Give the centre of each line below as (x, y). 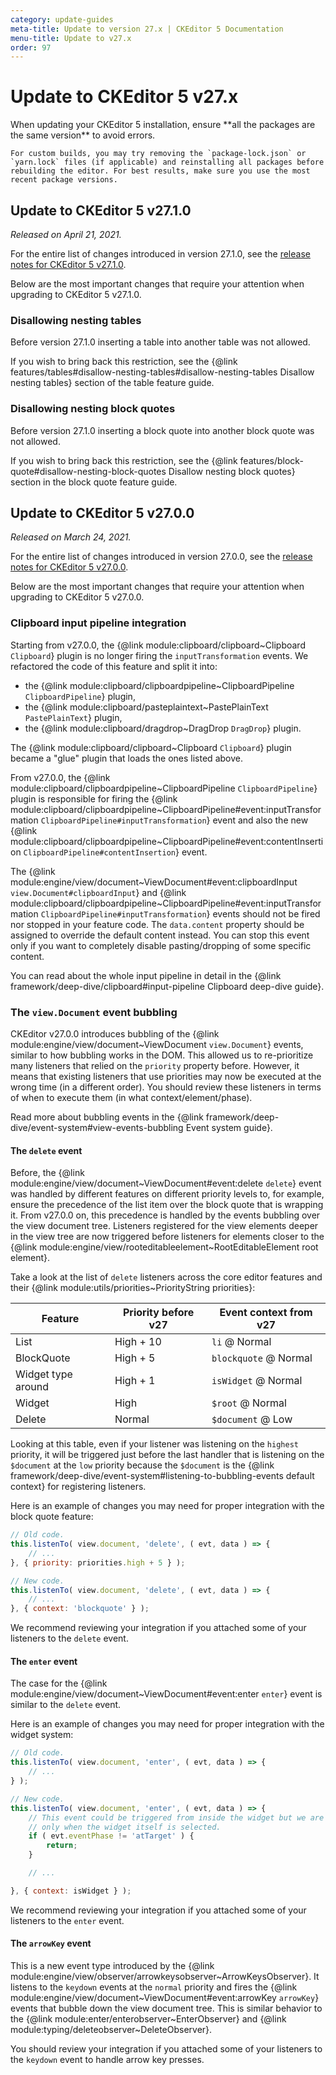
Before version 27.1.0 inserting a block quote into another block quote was (162, 430)
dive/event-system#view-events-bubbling (97, 1127)
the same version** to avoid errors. (83, 135)
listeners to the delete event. (69, 1638)
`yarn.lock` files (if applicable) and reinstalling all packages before (167, 162)
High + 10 (138, 1342)
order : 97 (31, 47)
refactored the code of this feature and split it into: (114, 666)
